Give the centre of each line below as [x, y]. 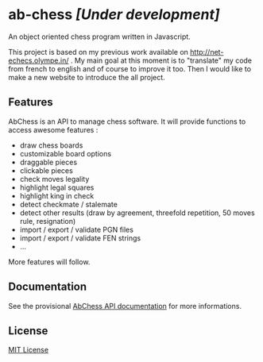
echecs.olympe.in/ [39, 60]
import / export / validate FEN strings [80, 238]
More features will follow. [49, 262]
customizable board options [66, 153]
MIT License [29, 350]
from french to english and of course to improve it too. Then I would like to [130, 68]
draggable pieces [48, 162]
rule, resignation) [48, 221]
